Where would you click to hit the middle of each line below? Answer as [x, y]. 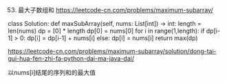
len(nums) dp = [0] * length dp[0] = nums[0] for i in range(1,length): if [106, 31]
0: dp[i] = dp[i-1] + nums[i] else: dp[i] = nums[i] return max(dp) [109, 38]
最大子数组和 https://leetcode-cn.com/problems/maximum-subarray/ [115, 10]
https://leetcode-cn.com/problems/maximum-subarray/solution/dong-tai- [112, 51]
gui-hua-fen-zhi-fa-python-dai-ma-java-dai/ [71, 59]
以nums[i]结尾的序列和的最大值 [52, 72]
